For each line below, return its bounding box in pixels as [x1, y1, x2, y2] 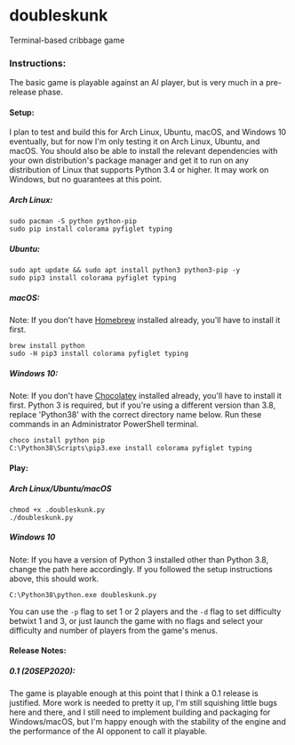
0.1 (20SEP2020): [9, 666, 76, 676]
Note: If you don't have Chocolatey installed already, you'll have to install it [9, 391, 283, 401]
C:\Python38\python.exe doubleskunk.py [9, 590, 157, 599]
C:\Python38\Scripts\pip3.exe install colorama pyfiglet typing [9, 444, 252, 453]
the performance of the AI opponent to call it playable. [9, 726, 208, 737]
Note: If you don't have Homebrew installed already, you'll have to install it [9, 315, 281, 326]
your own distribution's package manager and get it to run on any [9, 155, 249, 166]
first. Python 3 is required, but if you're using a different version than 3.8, [9, 400, 276, 410]
